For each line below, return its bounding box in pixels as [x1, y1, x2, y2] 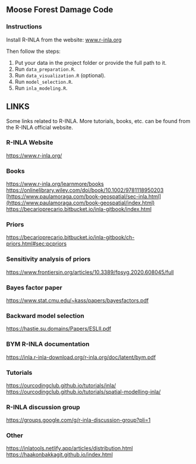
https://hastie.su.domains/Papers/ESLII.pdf [6, 325, 112, 332]
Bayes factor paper [6, 283, 62, 292]
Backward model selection [6, 311, 84, 320]
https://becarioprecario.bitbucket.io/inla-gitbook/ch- [6, 234, 135, 241]
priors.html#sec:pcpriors [6, 240, 67, 247]
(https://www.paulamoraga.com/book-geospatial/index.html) [6, 199, 155, 207]
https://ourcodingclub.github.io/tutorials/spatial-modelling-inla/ [6, 388, 161, 395]
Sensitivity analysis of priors [6, 255, 91, 263]
